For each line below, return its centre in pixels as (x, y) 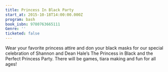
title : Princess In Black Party (39, 10)
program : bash (20, 19)
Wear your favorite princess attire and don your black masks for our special (85, 48)
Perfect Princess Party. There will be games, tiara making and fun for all (81, 59)
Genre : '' (16, 29)
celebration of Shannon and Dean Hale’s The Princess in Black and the (79, 53)
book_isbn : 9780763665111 (33, 24)
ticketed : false (22, 33)
